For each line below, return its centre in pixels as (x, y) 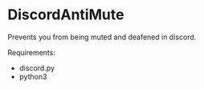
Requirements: (31, 52)
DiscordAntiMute (66, 15)
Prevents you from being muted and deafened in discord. (102, 37)
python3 (33, 76)
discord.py (37, 68)
